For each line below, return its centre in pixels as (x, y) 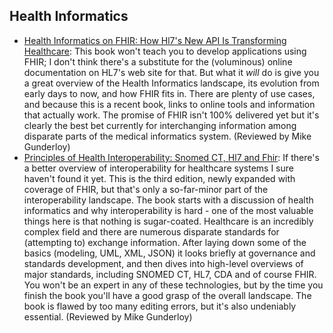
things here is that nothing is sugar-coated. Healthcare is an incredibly (168, 221)
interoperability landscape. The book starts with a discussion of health (168, 200)
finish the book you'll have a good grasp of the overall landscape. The (167, 295)
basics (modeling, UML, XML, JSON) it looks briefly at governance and (169, 253)
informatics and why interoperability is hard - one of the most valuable (168, 210)
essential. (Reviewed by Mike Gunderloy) (108, 316)
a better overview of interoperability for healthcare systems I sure (158, 168)
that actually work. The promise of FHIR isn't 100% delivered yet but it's (171, 115)
